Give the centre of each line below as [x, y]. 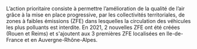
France [15, 40]
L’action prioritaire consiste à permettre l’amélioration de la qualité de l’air [96, 9]
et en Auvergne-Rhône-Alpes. [61, 40]
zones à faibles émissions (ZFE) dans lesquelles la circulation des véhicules [99, 21]
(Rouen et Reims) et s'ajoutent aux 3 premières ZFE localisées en [86, 34]
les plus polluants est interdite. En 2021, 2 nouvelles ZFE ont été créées [93, 27]
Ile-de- [175, 34]
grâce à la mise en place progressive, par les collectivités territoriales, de [96, 15]
